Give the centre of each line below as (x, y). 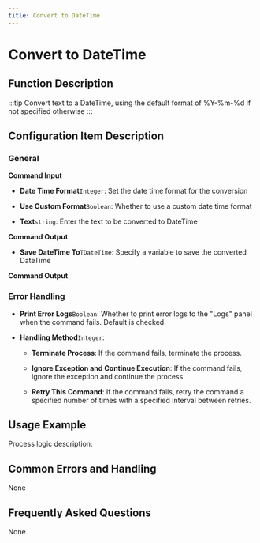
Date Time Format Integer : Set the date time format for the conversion (134, 191)
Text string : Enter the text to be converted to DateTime (109, 221)
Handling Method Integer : (62, 337)
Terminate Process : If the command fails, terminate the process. (137, 353)
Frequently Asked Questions (80, 513)
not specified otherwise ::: (50, 111)
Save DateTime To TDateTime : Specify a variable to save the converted (133, 252)
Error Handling (37, 296)
